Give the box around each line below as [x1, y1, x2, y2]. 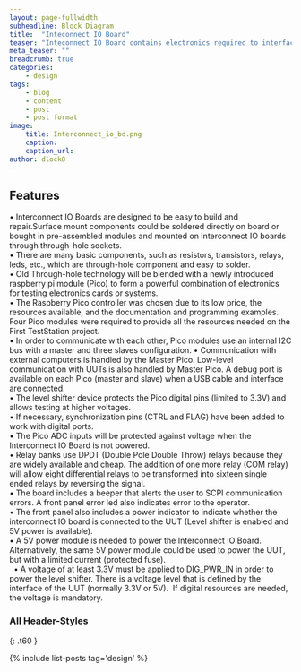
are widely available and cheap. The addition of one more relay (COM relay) [9, 459, 288, 470]
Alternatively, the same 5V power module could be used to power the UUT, [9, 545, 286, 556]
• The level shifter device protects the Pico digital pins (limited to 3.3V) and [9, 392, 287, 403]
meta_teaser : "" [9, 47, 70, 56]
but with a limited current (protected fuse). [9, 555, 166, 565]
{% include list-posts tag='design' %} [9, 652, 149, 663]
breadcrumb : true [9, 55, 74, 64]
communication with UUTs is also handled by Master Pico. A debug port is [9, 364, 283, 375]
